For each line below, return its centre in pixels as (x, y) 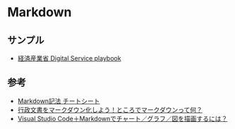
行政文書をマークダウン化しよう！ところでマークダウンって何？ (110, 109)
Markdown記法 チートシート (59, 101)
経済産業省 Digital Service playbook (69, 58)
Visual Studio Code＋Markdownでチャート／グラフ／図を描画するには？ (122, 118)
